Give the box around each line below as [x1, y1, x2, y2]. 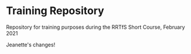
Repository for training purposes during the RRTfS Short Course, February [6, 23, 186, 31]
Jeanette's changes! [6, 41, 56, 48]
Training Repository [6, 4, 104, 18]
